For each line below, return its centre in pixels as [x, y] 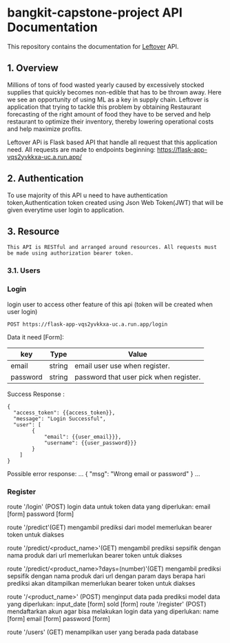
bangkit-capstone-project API [95, 13]
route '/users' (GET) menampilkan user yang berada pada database [103, 632]
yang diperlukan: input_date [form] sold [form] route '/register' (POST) [107, 604]
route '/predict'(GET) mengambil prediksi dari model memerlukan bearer [109, 527]
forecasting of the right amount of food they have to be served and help [109, 114]
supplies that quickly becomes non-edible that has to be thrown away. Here [114, 92]
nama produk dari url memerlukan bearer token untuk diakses [95, 555]
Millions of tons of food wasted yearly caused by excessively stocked [106, 85]
